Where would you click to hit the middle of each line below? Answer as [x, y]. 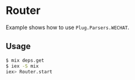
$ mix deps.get [25, 60]
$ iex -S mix [22, 66]
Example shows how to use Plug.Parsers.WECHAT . [67, 27]
